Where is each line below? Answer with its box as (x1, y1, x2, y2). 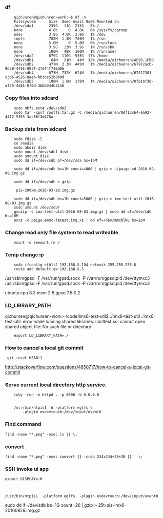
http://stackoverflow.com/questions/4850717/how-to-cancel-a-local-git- (5, 364, 151, 370)
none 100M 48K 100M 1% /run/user (14, 49, 117, 54)
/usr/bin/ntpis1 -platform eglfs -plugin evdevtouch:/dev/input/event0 (5, 494, 159, 499)
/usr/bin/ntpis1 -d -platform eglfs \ (14, 405, 93, 410)
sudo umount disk (14, 153, 49, 159)
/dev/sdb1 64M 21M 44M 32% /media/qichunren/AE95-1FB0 (14, 58, 154, 62)
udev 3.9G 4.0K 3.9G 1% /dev (14, 32, 106, 37)
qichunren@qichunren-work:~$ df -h (14, 15, 86, 20)
